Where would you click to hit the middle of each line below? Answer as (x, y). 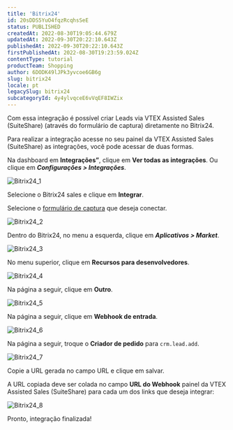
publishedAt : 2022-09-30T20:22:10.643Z (65, 46)
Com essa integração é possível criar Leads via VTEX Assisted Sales (106, 118)
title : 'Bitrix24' (34, 14)
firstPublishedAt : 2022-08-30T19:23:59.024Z (73, 53)
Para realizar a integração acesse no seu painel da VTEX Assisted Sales (111, 139)
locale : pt (23, 85)
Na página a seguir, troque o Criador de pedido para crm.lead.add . (103, 344)
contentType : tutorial (40, 59)
